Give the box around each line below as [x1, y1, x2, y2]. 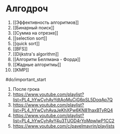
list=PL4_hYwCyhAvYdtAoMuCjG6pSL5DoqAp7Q [12, 96, 113, 102]
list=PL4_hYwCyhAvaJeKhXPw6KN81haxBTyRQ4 [12, 107, 113, 113]
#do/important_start [5, 76, 46, 82]
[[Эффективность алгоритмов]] [12, 19, 79, 25]
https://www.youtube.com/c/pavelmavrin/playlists [12, 123, 115, 129]
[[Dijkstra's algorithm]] [12, 51, 59, 57]
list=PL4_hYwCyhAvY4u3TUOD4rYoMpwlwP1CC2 [12, 118, 115, 124]
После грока [12, 86, 40, 92]
